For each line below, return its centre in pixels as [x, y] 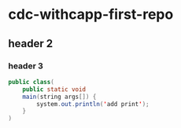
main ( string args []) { [59, 97]
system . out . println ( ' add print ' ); [93, 104]
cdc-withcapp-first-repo [91, 15]
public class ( [31, 82]
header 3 [26, 66]
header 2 [31, 44]
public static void [54, 89]
